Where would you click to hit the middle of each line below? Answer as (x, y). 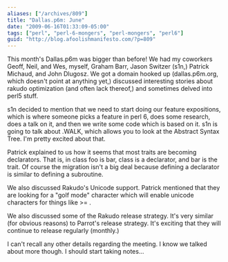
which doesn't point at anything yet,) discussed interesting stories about (110, 81)
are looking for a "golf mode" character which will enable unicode (101, 195)
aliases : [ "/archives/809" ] (48, 14)
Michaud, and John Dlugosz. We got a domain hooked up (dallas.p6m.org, (113, 74)
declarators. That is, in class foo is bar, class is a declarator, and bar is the (112, 159)
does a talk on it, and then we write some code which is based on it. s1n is (112, 124)
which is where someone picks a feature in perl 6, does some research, (109, 117)
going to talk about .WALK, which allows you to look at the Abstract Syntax (113, 132)
